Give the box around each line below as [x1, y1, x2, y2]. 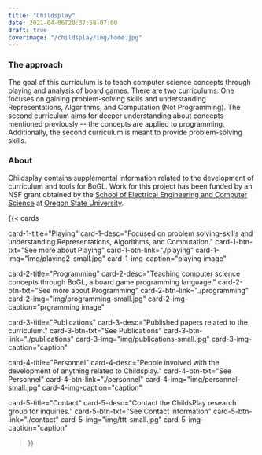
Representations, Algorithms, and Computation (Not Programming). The [8, 102, 241, 112]
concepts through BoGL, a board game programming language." [8, 277, 216, 287]
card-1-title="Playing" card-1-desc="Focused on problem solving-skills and [8, 229, 253, 238]
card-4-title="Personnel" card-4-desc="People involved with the [8, 358, 220, 367]
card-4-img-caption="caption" [42, 383, 143, 392]
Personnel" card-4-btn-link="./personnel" [8, 374, 144, 383]
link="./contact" [8, 414, 59, 424]
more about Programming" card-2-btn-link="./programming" [52, 285, 249, 295]
